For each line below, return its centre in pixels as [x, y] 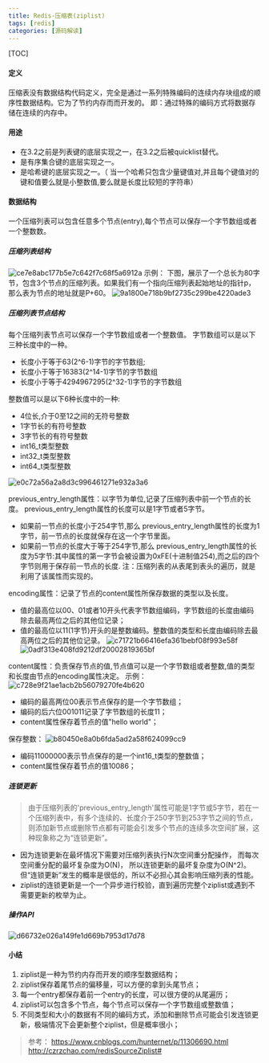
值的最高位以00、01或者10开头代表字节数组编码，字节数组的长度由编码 [137, 610]
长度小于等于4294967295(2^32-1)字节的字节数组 [101, 382]
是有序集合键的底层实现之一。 [69, 161]
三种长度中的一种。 [40, 344]
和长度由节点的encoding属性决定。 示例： [77, 676]
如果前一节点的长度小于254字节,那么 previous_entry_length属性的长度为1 [140, 525]
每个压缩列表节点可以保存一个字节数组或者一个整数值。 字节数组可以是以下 [132, 334]
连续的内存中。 [47, 112]
